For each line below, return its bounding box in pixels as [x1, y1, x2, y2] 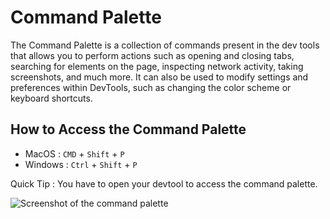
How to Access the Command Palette [10, 121, 247, 138]
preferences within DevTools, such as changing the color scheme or [10, 81, 292, 93]
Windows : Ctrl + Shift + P [24, 158, 138, 170]
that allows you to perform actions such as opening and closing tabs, [10, 49, 295, 61]
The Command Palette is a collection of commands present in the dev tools [10, 39, 320, 51]
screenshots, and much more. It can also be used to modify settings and [10, 71, 309, 83]
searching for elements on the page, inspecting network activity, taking [10, 60, 304, 72]
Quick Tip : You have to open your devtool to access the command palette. [10, 177, 318, 190]
